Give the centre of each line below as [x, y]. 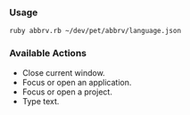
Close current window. [63, 72]
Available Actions [48, 53]
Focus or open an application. [77, 82]
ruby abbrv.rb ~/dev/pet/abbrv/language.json [95, 31]
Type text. [41, 101]
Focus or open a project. [67, 92]
